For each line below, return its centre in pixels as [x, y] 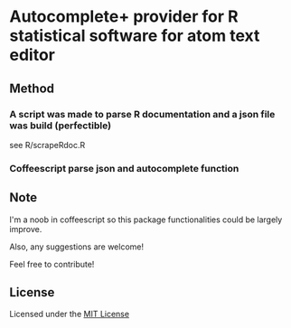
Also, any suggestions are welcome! [77, 247]
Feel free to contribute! [52, 264]
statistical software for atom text [135, 36]
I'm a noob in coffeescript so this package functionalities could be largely [146, 220]
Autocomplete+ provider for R [124, 17]
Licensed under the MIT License [69, 314]
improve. [26, 229]
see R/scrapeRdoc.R [47, 145]
